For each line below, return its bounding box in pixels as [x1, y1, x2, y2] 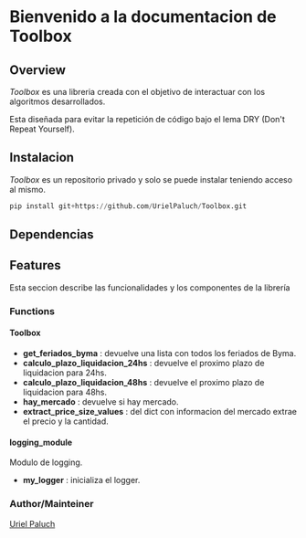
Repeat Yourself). [9, 123, 75, 134]
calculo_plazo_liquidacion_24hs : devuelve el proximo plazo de [22, 358, 265, 369]
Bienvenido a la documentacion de [9, 6, 277, 27]
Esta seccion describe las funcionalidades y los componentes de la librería [9, 281, 290, 293]
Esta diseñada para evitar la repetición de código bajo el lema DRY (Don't [9, 114, 286, 124]
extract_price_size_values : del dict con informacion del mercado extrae [22, 406, 297, 417]
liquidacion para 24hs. [22, 367, 107, 378]
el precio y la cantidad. [22, 416, 110, 427]
